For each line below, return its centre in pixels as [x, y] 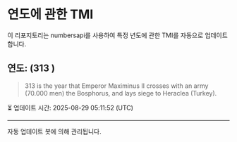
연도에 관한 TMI [50, 14]
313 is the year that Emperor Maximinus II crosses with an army [116, 86]
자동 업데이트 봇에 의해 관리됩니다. [54, 131]
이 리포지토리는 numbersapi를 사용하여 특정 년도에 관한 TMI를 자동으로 [105, 35]
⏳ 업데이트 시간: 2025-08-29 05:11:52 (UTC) [71, 108]
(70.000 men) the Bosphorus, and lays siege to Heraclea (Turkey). [121, 93]
